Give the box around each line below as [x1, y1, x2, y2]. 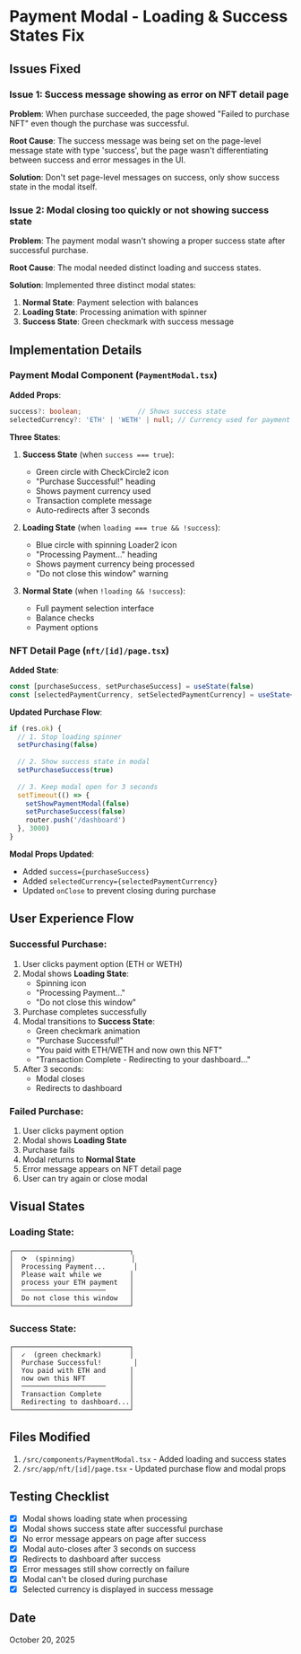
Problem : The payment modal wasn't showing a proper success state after [9, 235, 286, 246]
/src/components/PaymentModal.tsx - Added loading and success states [21, 1453, 287, 1465]
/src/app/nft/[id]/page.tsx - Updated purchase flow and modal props [21, 1463, 287, 1474]
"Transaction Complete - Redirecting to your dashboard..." [35, 1053, 251, 1065]
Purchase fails [21, 1144, 75, 1155]
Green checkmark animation [35, 1025, 141, 1036]
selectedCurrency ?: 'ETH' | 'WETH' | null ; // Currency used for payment [9, 415, 291, 424]
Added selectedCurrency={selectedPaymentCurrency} [21, 875, 218, 886]
